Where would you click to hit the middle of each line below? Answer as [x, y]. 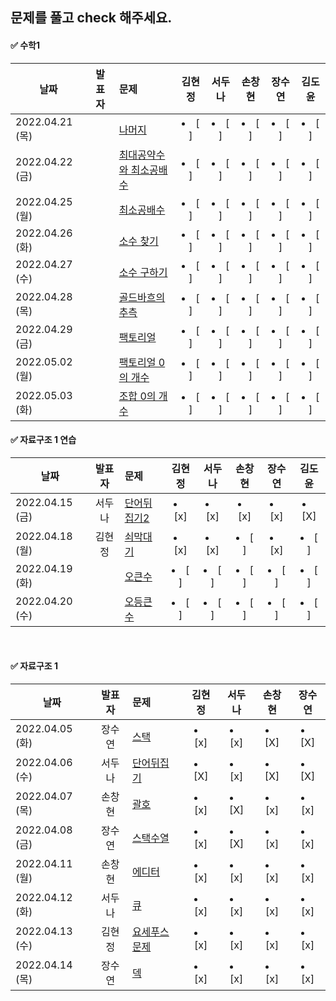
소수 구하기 [143, 272]
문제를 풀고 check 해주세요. [91, 18]
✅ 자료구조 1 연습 [43, 440]
